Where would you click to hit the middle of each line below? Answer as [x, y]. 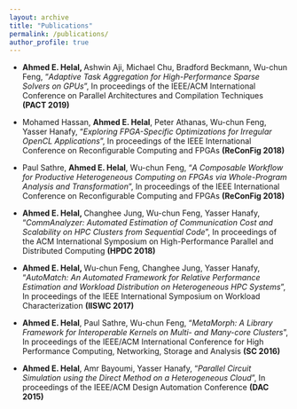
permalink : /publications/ [59, 34]
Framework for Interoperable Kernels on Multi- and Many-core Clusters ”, [155, 333]
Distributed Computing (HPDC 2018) [89, 251]
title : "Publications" [51, 26]
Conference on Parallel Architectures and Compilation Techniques [143, 96]
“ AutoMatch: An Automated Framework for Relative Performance [141, 278]
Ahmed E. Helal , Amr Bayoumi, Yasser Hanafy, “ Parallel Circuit [137, 368]
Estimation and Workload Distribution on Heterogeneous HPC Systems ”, [154, 287]
